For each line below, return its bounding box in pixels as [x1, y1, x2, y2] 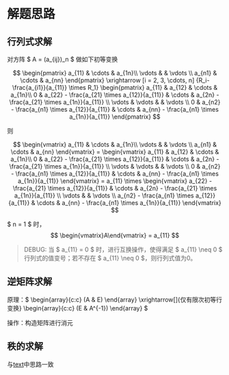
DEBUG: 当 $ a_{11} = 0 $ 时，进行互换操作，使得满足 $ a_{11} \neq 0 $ [23, 245, 223, 254]
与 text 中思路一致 [7, 360, 54, 368]
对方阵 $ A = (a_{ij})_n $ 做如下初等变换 [7, 56, 118, 63]
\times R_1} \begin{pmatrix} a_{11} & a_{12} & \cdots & [68, 84, 218, 91]
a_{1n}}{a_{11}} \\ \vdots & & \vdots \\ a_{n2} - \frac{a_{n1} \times [14, 191, 194, 199]
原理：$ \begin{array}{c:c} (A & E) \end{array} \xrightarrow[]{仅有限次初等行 [7, 295, 222, 304]
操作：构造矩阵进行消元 [7, 318, 73, 326]
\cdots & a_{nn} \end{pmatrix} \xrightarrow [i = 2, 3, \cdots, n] [20, 76, 195, 84]
